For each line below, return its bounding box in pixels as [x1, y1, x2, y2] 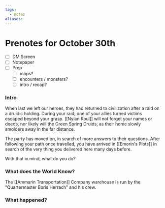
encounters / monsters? [19, 76, 68, 82]
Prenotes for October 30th [5, 37, 116, 49]
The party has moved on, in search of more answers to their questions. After [5, 136, 161, 142]
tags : [5, 7, 16, 12]
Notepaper [12, 59, 34, 65]
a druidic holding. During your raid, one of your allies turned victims [5, 110, 142, 116]
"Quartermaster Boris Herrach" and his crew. [5, 184, 96, 190]
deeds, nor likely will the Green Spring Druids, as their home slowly [5, 121, 141, 127]
